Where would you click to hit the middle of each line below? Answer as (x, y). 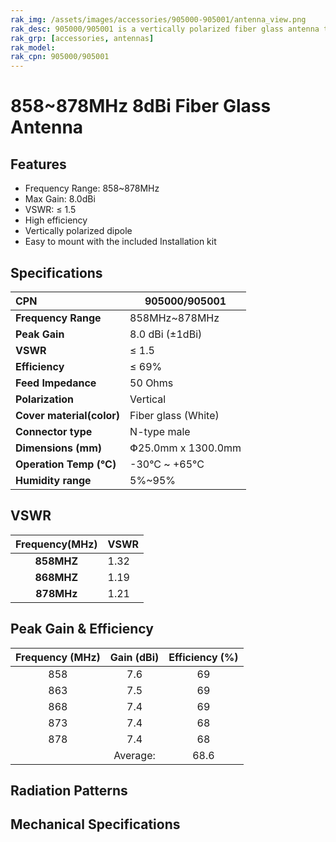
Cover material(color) (68, 415)
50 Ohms (151, 383)
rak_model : (33, 47)
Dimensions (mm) (59, 448)
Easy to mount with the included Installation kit (120, 242)
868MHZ (56, 577)
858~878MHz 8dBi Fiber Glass (141, 106)
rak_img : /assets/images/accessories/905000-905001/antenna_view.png (158, 19)
